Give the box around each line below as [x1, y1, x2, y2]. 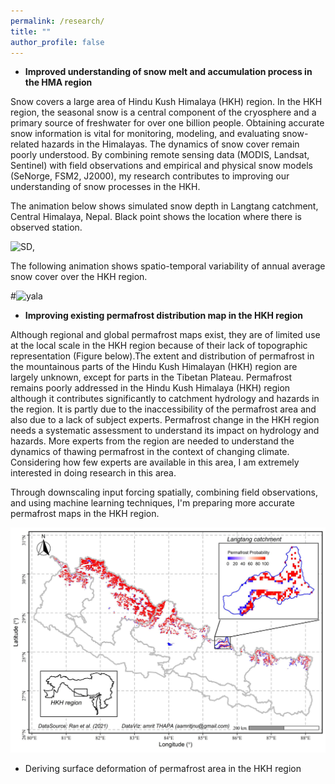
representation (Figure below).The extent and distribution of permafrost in [10, 350, 315, 362]
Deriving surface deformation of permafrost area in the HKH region [24, 763, 302, 775]
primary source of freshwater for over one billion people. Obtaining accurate [10, 117, 325, 129]
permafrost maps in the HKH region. [10, 508, 160, 520]
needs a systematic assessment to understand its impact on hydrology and [10, 425, 320, 437]
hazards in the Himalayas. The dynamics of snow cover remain [41, 138, 300, 150]
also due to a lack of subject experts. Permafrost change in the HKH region [10, 414, 320, 426]
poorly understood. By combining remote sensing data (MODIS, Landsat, [10, 149, 310, 161]
